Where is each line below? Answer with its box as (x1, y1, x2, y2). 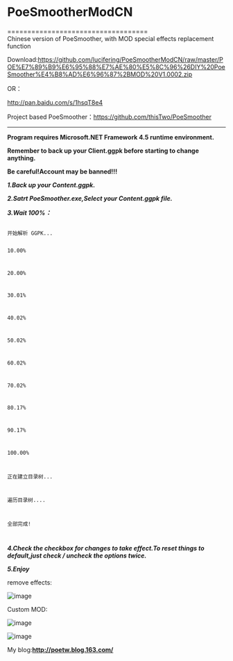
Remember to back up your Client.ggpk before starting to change (7, 147, 200, 155)
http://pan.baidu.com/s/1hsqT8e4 (7, 98, 103, 106)
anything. (7, 153, 36, 162)
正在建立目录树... (7, 473, 53, 480)
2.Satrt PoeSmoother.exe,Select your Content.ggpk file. (7, 194, 173, 202)
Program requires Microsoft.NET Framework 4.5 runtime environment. (7, 133, 215, 141)
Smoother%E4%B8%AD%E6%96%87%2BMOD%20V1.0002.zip (7, 70, 193, 78)
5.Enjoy (7, 565, 30, 574)
